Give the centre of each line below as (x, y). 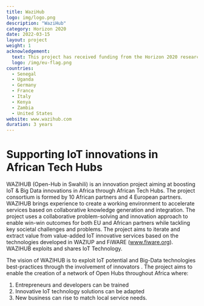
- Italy (22, 96)
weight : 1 (19, 46)
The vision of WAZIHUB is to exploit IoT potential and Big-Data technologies (101, 261)
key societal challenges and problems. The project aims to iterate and (93, 229)
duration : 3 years (29, 125)
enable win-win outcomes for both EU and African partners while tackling (98, 223)
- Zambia (23, 108)
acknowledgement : (28, 52)
